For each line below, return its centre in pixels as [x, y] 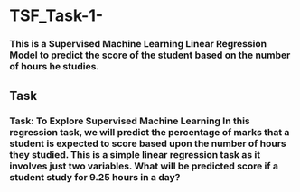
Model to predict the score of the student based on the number [150, 55]
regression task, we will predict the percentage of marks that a [150, 133]
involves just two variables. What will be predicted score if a [144, 166]
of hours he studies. [54, 67]
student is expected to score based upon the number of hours [148, 143]
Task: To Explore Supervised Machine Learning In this [130, 121]
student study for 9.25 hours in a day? [95, 178]
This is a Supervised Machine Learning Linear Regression [138, 44]
